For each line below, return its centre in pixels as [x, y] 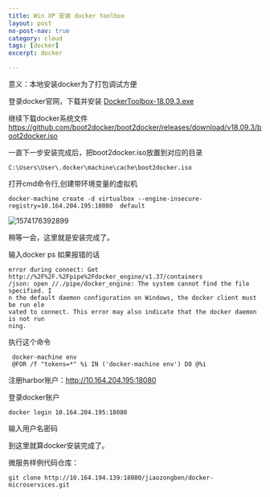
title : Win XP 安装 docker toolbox [67, 16]
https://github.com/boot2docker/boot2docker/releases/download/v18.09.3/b [135, 127]
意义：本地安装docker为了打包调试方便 [73, 84]
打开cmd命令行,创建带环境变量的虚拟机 [73, 183]
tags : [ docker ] [34, 46]
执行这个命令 [29, 342]
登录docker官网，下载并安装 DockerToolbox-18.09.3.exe [101, 101]
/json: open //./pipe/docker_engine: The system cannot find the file [129, 284]
